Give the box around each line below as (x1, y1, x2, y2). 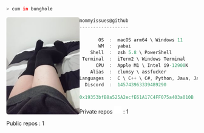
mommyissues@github (79, 18, 129, 24)
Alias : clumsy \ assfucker (90, 69, 167, 75)
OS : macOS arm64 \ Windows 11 (98, 36, 183, 43)
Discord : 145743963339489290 (84, 81, 167, 87)
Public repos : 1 (6, 120, 44, 127)
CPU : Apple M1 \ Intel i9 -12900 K (95, 63, 188, 69)
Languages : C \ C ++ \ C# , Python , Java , (79, 75, 191, 81)
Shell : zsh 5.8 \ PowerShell (90, 50, 172, 56)
